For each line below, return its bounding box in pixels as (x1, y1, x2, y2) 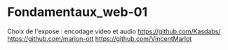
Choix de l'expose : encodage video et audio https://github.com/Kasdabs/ (7, 27, 221, 35)
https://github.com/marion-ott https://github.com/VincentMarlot (7, 34, 192, 42)
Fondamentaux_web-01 (7, 4, 148, 20)
